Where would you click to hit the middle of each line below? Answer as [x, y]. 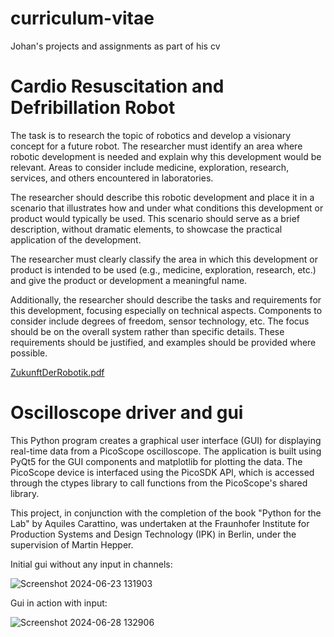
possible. [29, 353]
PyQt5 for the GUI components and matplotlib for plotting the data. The [156, 461]
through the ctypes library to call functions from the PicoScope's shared [159, 483]
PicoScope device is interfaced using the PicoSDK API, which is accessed [162, 472]
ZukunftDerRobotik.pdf [57, 372]
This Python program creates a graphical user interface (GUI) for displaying [166, 440]
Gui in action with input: [59, 603]
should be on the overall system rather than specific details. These [147, 331]
